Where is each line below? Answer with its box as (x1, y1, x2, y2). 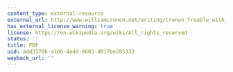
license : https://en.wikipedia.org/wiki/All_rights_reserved (7, 29, 188, 36)
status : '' (7, 36, 39, 43)
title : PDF (7, 42, 39, 49)
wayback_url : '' (7, 55, 54, 62)
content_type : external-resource (7, 10, 104, 17)
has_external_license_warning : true (7, 23, 113, 29)
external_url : (7, 16, 49, 23)
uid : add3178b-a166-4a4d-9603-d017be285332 (7, 49, 135, 56)
